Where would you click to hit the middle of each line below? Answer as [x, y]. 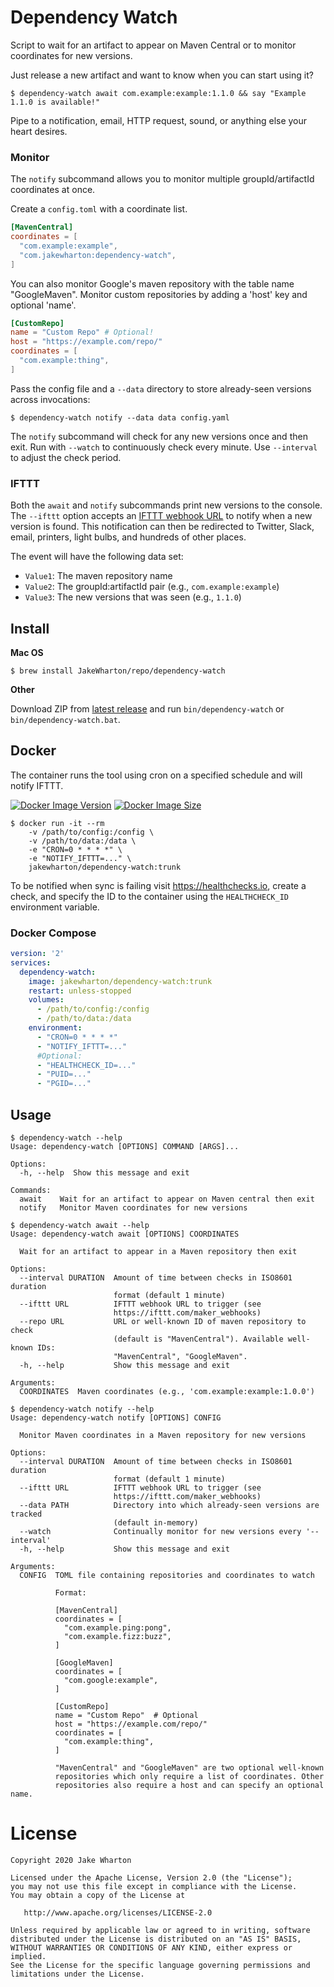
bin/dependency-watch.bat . [65, 719]
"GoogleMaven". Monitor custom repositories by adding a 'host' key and [159, 294]
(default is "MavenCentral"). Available [198, 1339]
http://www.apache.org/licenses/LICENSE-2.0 [118, 1912]
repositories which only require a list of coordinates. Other [189, 1777]
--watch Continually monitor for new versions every [160, 1532]
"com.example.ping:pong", [117, 1628]
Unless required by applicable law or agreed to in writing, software [160, 1930]
